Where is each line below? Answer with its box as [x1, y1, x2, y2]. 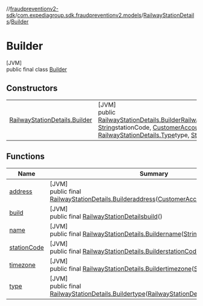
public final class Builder [6, 65, 68, 73]
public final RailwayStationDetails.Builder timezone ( [50, 264, 195, 273]
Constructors [6, 83, 58, 93]
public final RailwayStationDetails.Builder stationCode [50, 247, 201, 255]
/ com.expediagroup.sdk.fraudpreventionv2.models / [14, 12, 144, 19]
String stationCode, [98, 123, 152, 131]
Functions [6, 151, 45, 162]
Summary [140, 169, 169, 178]
